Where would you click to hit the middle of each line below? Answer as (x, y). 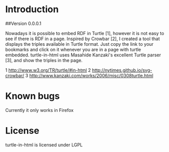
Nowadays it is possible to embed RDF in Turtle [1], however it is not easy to (85, 33)
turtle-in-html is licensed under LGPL (44, 145)
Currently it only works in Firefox (39, 110)
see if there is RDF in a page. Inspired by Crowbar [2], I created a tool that (83, 39)
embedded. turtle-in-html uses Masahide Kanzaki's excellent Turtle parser (83, 55)
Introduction (32, 9)
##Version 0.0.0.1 (23, 23)
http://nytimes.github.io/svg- (122, 70)
